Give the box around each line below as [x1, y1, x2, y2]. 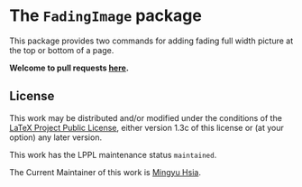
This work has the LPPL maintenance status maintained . [9, 149, 217, 160]
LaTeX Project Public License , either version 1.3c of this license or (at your [9, 122, 284, 133]
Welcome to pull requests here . [9, 62, 129, 73]
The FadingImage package [9, 5, 203, 26]
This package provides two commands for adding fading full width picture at [9, 35, 294, 46]
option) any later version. [9, 132, 102, 143]
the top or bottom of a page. [9, 44, 114, 55]
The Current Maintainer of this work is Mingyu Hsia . [9, 166, 201, 177]
